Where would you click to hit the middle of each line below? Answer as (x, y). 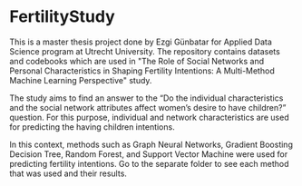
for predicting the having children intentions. (92, 127)
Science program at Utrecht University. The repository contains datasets (145, 51)
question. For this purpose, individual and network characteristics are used (149, 117)
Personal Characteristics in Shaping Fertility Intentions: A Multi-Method (142, 71)
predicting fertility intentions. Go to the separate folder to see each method (149, 163)
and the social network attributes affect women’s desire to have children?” (148, 107)
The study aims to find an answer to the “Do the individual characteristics (146, 98)
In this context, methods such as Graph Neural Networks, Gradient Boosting (151, 144)
